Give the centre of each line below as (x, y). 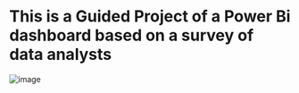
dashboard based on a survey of (132, 35)
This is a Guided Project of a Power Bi (150, 17)
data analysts (61, 55)
